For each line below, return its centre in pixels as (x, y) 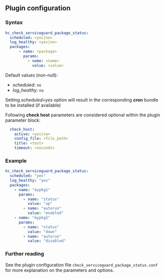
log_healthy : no (28, 90)
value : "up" (40, 204)
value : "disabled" (47, 241)
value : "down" (42, 232)
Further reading (25, 254)
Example (16, 161)
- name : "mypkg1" (32, 190)
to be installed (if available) (33, 105)
